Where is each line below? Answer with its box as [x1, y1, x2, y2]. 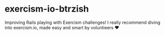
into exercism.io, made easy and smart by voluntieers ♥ [4, 24, 119, 30]
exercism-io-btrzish [4, 3, 89, 15]
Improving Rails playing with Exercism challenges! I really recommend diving [4, 19, 161, 25]
